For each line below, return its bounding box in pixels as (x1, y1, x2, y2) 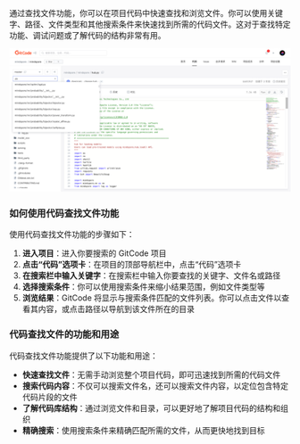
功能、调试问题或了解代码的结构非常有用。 (9, 30, 166, 40)
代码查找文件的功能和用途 (9, 328, 120, 341)
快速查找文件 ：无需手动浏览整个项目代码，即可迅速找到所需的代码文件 (21, 369, 281, 380)
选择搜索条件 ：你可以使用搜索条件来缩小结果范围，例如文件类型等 (21, 282, 265, 292)
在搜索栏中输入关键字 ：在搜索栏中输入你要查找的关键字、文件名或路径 (21, 270, 281, 281)
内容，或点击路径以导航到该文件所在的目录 (37, 304, 195, 315)
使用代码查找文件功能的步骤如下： (9, 229, 135, 240)
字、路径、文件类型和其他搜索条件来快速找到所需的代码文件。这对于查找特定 (9, 19, 291, 29)
